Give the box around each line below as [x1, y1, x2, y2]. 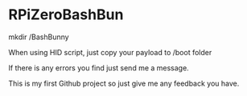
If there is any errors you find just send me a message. [8, 62, 189, 73]
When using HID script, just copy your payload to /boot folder [8, 47, 212, 57]
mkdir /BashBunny [8, 32, 70, 42]
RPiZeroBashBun [8, 6, 124, 24]
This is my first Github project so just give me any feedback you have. [8, 78, 240, 88]
